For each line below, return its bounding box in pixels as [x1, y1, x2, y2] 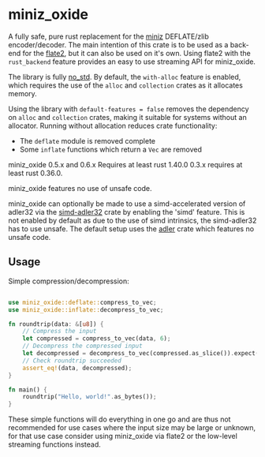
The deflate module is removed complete [19, 136, 156, 145]
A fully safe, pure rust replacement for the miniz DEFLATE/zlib [8, 32, 209, 41]
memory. [8, 88, 37, 98]
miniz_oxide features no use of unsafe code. [8, 183, 152, 193]
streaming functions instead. [8, 440, 101, 449]
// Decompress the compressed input [22, 342, 144, 350]
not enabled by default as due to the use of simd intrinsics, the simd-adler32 [8, 215, 257, 225]
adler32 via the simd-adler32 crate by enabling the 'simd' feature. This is [8, 207, 245, 216]
